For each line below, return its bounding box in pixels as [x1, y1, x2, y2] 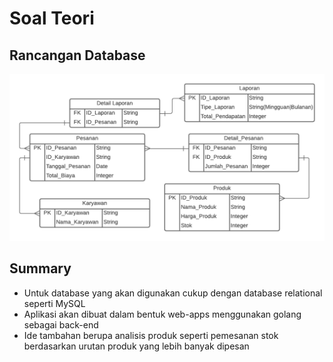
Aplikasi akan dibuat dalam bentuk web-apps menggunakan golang [23, 308, 302, 320]
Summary [9, 260, 72, 277]
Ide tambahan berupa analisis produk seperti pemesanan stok [23, 329, 279, 341]
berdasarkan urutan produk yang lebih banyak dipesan [23, 340, 250, 352]
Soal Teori [9, 7, 95, 30]
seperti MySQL [23, 297, 86, 309]
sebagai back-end [23, 318, 99, 331]
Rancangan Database [9, 47, 146, 64]
